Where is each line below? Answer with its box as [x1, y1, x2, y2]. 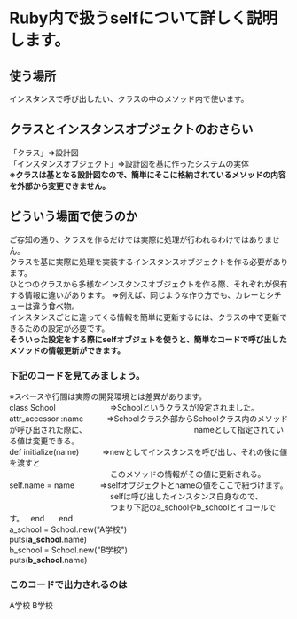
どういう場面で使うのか [9, 209, 137, 224]
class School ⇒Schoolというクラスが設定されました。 [9, 402, 259, 412]
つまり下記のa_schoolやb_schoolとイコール [110, 502, 269, 513]
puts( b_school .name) [9, 554, 88, 565]
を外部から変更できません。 [9, 180, 111, 191]
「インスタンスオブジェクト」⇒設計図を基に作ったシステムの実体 [9, 158, 250, 168]
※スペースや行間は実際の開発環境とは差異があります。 [9, 391, 207, 402]
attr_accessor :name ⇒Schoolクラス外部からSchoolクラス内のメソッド [9, 413, 289, 424]
